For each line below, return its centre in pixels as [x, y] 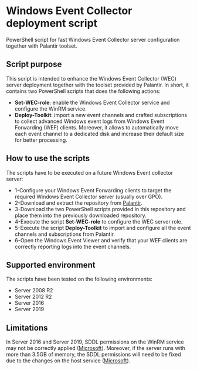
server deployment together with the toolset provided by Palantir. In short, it [98, 85]
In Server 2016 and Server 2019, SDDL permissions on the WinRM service [95, 342]
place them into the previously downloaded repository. [80, 215]
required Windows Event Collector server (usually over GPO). [89, 196]
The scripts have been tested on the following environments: [79, 279]
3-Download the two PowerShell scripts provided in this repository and [100, 209]
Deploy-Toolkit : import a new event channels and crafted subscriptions [101, 115]
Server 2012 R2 [33, 297]
